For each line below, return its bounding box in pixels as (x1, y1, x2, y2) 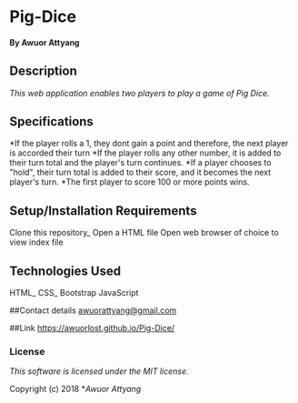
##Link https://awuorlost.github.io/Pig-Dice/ (9, 323, 175, 334)
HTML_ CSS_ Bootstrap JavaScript (9, 287, 139, 298)
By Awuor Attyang (9, 36, 80, 47)
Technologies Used (9, 263, 121, 278)
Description (9, 64, 77, 79)
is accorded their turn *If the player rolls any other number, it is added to (9, 147, 282, 158)
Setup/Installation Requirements (9, 203, 197, 218)
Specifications (9, 114, 94, 129)
